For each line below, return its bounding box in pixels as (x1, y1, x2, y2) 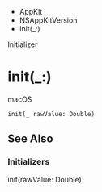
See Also (7, 132, 53, 146)
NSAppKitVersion (19, 15, 78, 25)
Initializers (7, 157, 50, 168)
